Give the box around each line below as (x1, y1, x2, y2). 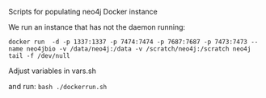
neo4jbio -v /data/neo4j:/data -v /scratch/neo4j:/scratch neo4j (26, 45, 251, 53)
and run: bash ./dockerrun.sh (8, 82, 108, 91)
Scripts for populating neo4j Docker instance (8, 7, 158, 16)
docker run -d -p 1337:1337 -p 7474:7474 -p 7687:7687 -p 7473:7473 (8, 38, 248, 46)
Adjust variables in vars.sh (8, 66, 97, 76)
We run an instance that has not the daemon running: (8, 22, 186, 31)
